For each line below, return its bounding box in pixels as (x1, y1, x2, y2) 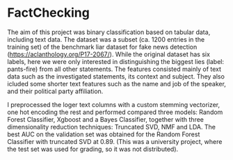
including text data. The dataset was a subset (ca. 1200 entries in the (7, 35, 205, 43)
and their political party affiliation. (7, 87, 104, 95)
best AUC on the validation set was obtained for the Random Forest (7, 130, 200, 138)
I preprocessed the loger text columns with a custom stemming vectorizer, (7, 100, 220, 109)
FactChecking (7, 5, 90, 21)
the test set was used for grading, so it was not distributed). (7, 145, 179, 153)
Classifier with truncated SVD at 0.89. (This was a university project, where (7, 137, 223, 145)
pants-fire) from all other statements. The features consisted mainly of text (7, 65, 221, 73)
